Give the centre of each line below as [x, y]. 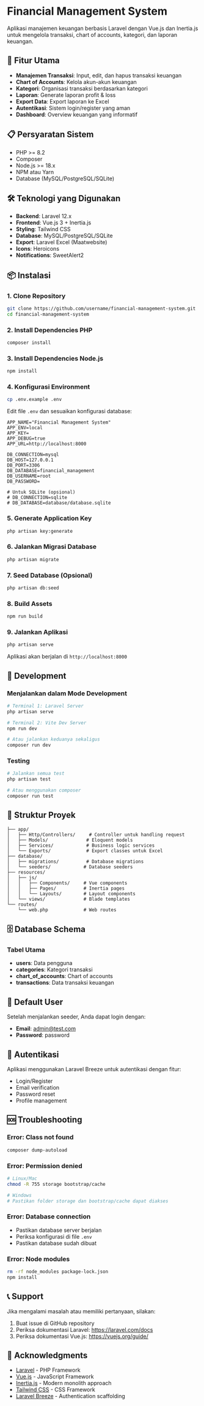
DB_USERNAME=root [29, 476]
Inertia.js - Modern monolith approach [64, 1383]
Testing [18, 761]
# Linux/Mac [22, 1179]
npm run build [25, 617]
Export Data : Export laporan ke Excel [62, 101]
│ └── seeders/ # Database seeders [70, 867]
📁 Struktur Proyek [41, 815]
